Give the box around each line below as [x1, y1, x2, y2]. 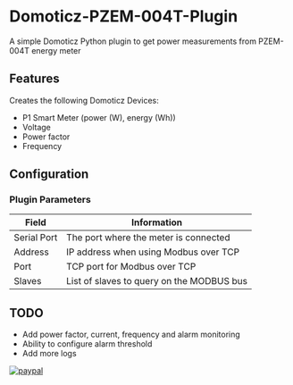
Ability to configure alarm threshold [21, 339, 153, 349]
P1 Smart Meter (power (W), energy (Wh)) [21, 112, 176, 122]
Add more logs [21, 348, 78, 359]
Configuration [9, 167, 89, 182]
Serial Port [13, 231, 58, 244]
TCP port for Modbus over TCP [66, 261, 197, 273]
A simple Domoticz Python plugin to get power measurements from [9, 36, 257, 46]
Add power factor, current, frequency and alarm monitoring [21, 329, 241, 340]
